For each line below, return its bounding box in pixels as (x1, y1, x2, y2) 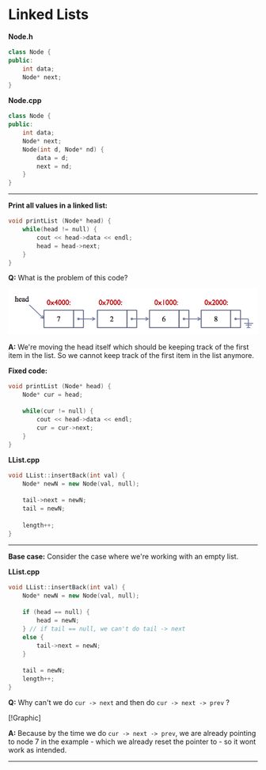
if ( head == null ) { (22, 608, 90, 616)
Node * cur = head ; (22, 391, 83, 398)
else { (22, 633, 44, 641)
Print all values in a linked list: (8, 200, 108, 211)
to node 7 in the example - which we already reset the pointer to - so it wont (8, 737, 256, 746)
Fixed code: (8, 366, 47, 375)
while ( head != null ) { (22, 226, 97, 234)
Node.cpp (8, 96, 42, 105)
